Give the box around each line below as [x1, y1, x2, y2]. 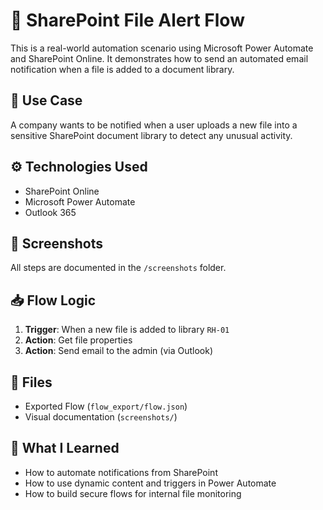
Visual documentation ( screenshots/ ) [24, 411, 178, 423]
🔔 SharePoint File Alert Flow [10, 9, 245, 32]
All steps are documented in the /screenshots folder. [10, 262, 227, 274]
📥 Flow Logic [10, 292, 96, 309]
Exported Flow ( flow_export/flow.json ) [24, 400, 188, 412]
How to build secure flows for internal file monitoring [24, 487, 242, 499]
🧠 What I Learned [10, 440, 120, 457]
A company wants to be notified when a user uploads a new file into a [10, 119, 298, 131]
